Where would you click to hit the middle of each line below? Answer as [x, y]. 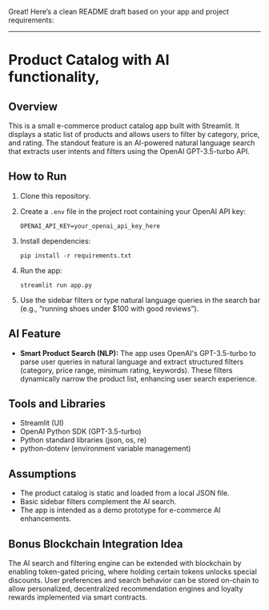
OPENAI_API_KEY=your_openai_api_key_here [90, 226]
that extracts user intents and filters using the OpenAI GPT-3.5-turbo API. [129, 151]
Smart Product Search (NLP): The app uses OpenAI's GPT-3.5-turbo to [138, 353]
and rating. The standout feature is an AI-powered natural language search [132, 143]
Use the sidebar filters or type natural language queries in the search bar [140, 300]
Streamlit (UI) [42, 423]
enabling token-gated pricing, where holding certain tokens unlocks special [133, 572]
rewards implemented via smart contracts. [78, 597]
